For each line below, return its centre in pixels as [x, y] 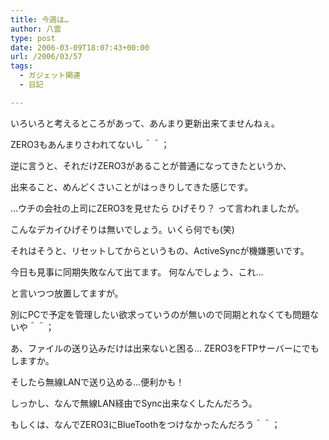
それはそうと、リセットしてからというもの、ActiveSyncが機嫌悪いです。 [160, 250]
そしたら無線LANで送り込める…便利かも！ [97, 382]
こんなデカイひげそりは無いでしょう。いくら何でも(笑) [122, 229]
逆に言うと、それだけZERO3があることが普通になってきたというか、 [151, 165]
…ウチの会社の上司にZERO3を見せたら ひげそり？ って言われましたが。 [157, 208]
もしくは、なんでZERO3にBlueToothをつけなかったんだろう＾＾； [145, 424]
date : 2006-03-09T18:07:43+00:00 [80, 47]
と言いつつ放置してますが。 [67, 293]
